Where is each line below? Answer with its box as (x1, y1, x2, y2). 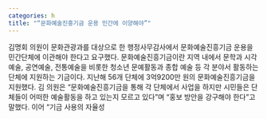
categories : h (8, 11, 56, 20)
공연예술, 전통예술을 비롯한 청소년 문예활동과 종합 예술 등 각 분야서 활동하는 (25, 61, 259, 72)
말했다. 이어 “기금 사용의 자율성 (8, 101, 105, 112)
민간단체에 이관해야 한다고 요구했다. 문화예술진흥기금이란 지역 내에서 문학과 (8, 52, 243, 61)
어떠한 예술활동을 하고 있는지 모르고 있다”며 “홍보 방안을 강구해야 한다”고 (29, 92, 256, 101)
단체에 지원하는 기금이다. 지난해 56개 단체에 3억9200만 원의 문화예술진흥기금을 (8, 72, 256, 81)
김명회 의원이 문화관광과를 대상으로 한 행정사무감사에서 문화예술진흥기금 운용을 (8, 42, 253, 52)
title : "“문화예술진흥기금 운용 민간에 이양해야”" (8, 19, 151, 27)
